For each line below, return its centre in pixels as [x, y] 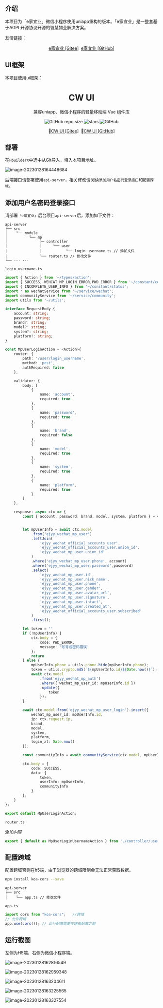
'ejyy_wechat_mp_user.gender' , [71, 588]
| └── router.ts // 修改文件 [48, 256]
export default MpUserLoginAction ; [41, 813]
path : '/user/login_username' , [54, 359]
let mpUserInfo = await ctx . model [57, 529]
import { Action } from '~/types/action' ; [49, 278]
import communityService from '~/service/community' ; [61, 296]
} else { [31, 661]
